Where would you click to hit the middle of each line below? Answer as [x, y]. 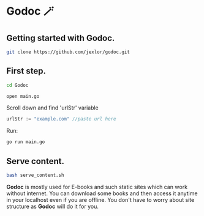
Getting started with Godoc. [61, 38]
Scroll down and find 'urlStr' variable [53, 108]
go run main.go [26, 142]
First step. [26, 71]
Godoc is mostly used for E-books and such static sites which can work [97, 187]
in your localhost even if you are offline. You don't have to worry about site [100, 199]
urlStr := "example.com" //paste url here [61, 119]
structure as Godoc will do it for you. [53, 206]
